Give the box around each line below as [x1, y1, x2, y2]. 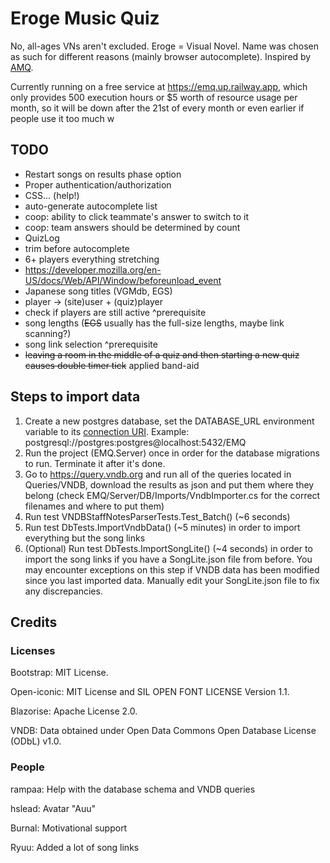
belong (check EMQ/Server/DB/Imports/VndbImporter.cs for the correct [24, 489, 321, 501]
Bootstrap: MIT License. [10, 667, 109, 679]
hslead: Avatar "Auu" [10, 802, 97, 814]
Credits [10, 613, 58, 631]
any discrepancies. [24, 585, 103, 597]
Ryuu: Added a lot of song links [10, 841, 140, 853]
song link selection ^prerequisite [24, 338, 158, 350]
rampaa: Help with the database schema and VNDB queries [10, 783, 256, 795]
